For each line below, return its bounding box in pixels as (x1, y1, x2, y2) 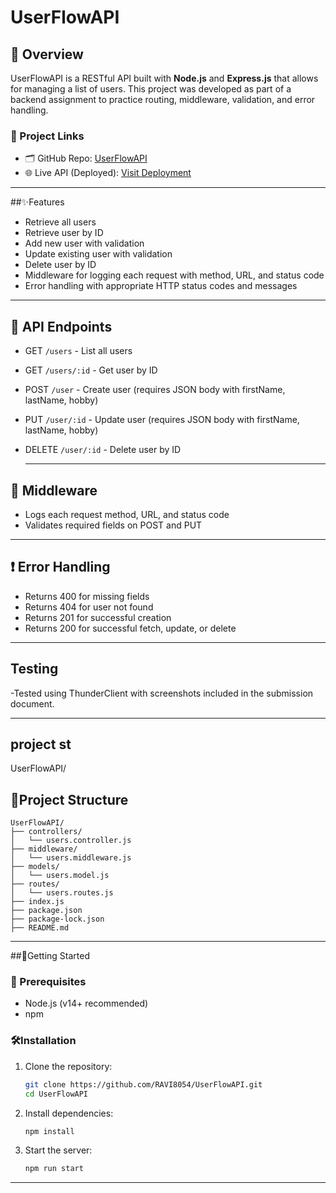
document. (10, 697, 55, 710)
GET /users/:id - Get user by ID (24, 364, 158, 376)
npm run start (24, 1164, 84, 1174)
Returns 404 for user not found (24, 601, 154, 613)
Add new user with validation (24, 237, 145, 250)
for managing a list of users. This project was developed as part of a (10, 83, 292, 95)
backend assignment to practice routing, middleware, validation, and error (10, 94, 316, 105)
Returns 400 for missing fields (24, 590, 150, 602)
